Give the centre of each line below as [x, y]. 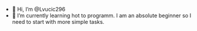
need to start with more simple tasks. [58, 22]
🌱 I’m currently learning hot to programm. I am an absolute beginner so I [102, 15]
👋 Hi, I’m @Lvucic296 [38, 9]
